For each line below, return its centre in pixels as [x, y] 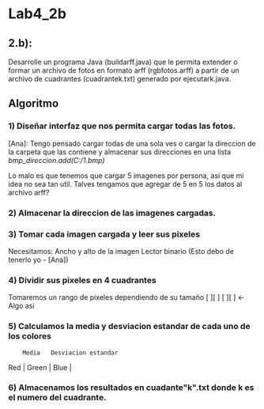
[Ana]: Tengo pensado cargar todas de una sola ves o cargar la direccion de [132, 143]
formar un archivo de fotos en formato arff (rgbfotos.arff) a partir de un [124, 70]
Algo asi [21, 306]
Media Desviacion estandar [70, 353]
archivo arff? [29, 192]
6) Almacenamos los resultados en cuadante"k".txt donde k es [131, 388]
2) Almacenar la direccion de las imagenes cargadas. [112, 213]
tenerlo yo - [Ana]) [38, 259]
